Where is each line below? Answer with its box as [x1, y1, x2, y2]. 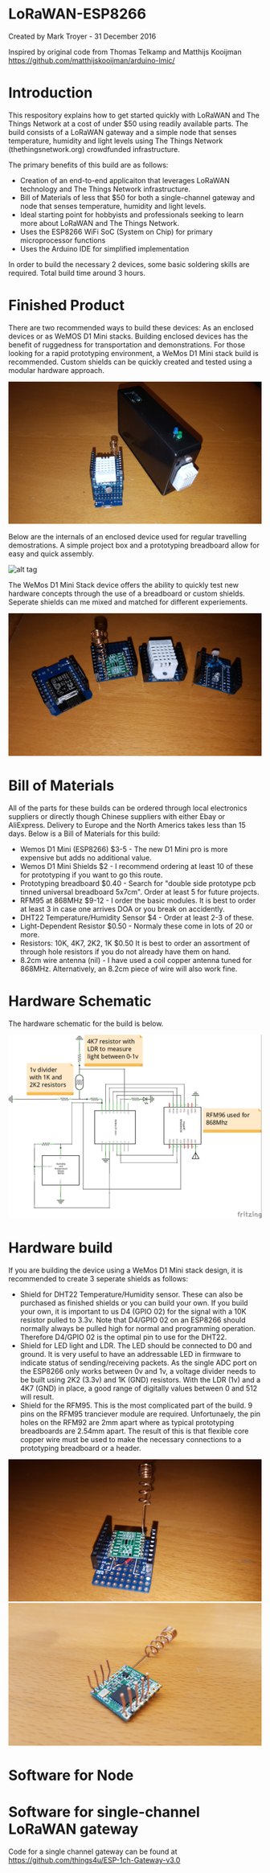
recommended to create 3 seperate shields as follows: [8, 1273, 189, 1283]
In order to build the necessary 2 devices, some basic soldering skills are [8, 259, 251, 269]
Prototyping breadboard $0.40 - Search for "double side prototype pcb [19, 878, 256, 888]
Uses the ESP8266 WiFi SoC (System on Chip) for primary [19, 227, 213, 236]
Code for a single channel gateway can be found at [8, 1846, 178, 1856]
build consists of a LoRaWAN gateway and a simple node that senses [8, 127, 237, 137]
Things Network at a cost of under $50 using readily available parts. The [8, 118, 249, 129]
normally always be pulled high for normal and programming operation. [19, 1323, 256, 1333]
